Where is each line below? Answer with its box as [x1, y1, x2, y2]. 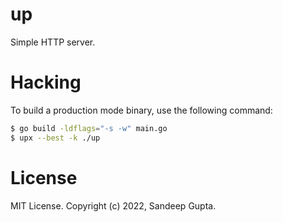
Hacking [10, 71, 82, 94]
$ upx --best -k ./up [10, 133, 101, 143]
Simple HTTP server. [10, 36, 96, 48]
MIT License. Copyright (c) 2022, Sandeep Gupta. [10, 199, 217, 212]
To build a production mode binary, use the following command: [10, 104, 273, 116]
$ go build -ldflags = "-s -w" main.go [10, 123, 168, 133]
